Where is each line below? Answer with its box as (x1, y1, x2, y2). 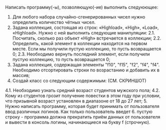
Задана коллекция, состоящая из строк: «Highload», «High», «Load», (12, 24, 159, 30)
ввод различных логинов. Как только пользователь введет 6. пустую (5, 108, 153, 114)
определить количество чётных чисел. (12, 19, 96, 25)
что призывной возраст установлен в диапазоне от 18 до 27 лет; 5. (5, 98, 148, 104)
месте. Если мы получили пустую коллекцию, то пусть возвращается (12, 46, 161, 51)
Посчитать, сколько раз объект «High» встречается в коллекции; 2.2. (12, 35, 162, 41)
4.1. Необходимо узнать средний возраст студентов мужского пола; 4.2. (5, 87, 160, 93)
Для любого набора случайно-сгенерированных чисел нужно (12, 14, 146, 19)
